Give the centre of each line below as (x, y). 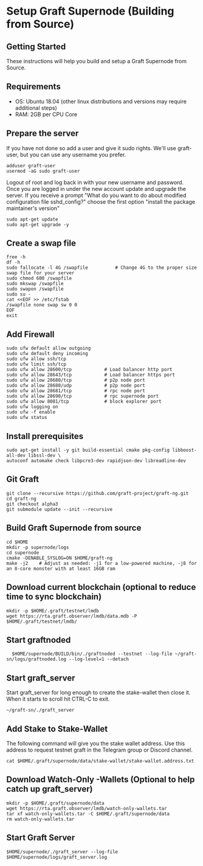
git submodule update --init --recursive (60, 509)
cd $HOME (17, 542)
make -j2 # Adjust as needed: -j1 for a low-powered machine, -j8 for (102, 563)
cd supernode (23, 553)
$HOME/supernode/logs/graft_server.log (57, 857)
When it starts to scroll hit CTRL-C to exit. (58, 699)
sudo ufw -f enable (31, 412)
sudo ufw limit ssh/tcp (36, 364)
